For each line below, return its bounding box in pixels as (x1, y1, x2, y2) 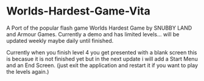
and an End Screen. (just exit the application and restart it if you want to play (6, 62, 199, 69)
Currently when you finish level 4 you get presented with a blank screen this (6, 48, 197, 56)
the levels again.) (6, 68, 49, 75)
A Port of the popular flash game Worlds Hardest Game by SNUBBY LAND (6, 24, 192, 31)
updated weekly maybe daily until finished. (6, 37, 114, 44)
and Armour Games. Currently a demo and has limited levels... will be (6, 30, 180, 37)
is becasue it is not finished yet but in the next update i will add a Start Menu (6, 55, 198, 62)
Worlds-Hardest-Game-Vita (6, 4, 150, 18)
